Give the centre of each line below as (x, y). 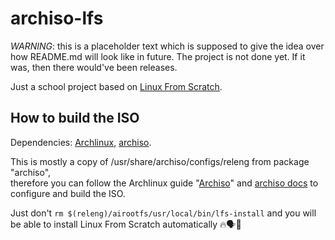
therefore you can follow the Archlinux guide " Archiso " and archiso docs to (164, 183)
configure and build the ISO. (68, 193)
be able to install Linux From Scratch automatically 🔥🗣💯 (126, 224)
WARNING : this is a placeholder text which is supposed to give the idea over (167, 46)
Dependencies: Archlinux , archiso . (81, 142)
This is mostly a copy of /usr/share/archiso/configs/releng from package (160, 161)
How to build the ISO (75, 118)
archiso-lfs (57, 18)
